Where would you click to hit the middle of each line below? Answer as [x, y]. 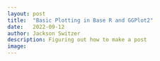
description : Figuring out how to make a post [77, 40]
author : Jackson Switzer [44, 33]
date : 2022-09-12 [36, 27]
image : [17, 46]
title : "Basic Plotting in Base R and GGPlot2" [80, 20]
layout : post [27, 14]
